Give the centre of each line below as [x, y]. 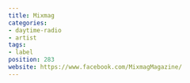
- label [21, 52]
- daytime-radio [35, 30]
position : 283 [32, 60]
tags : [17, 45]
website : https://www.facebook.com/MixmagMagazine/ [95, 67]
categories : [28, 23]
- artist [23, 38]
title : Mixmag [32, 15]
